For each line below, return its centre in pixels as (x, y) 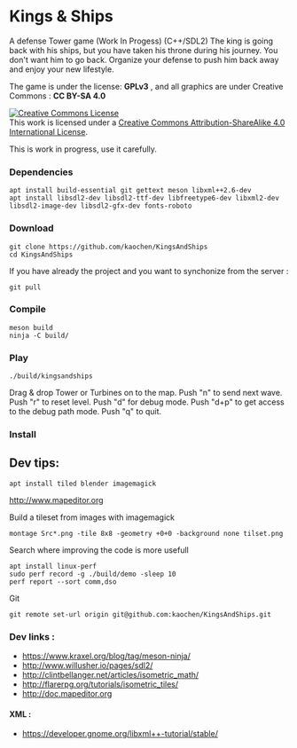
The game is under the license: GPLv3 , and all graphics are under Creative (146, 86)
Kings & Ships (61, 16)
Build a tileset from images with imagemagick (92, 517)
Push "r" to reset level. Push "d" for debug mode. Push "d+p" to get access (147, 402)
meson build (31, 327)
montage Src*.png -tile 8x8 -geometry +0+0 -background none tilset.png (146, 533)
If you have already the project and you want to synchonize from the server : (149, 271)
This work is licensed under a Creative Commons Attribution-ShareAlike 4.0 (147, 122)
